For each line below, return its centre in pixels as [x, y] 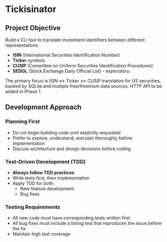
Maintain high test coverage [41, 234]
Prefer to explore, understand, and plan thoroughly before [72, 138]
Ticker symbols [29, 60]
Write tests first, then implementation [51, 178]
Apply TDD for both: [33, 183]
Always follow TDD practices [43, 173]
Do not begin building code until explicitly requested [66, 132]
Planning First [23, 122]
